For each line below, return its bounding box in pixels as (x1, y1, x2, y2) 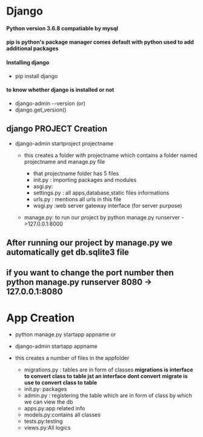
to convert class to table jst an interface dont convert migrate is (24, 373, 188, 380)
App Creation (6, 311, 75, 325)
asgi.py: (33, 182, 53, 190)
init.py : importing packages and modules (33, 176, 137, 183)
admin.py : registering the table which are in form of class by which (24, 392, 193, 399)
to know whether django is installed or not (6, 86, 115, 93)
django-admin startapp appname (15, 342, 98, 350)
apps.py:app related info (24, 405, 85, 412)
